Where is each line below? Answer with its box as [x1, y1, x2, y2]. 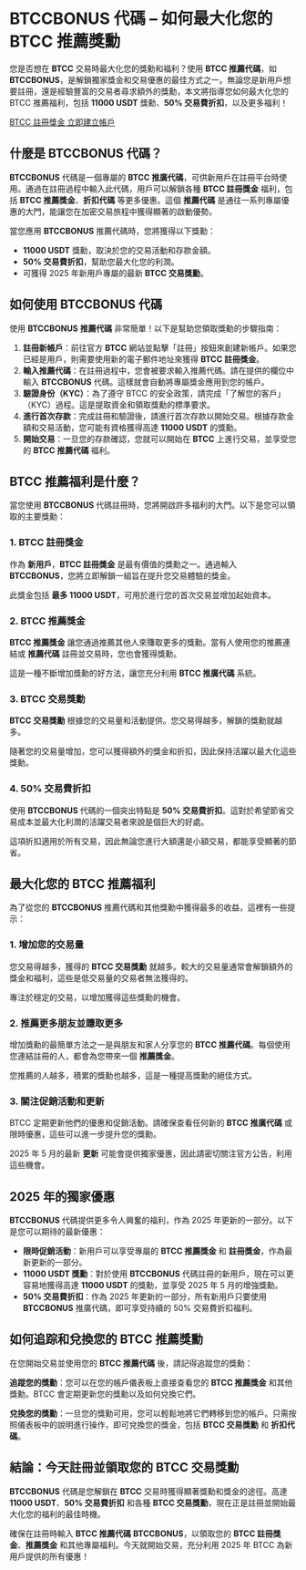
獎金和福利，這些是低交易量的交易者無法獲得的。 [9, 972, 193, 983]
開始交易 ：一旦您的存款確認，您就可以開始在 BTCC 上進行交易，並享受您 [22, 433, 297, 444]
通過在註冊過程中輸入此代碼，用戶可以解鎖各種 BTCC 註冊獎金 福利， [25, 183, 285, 194]
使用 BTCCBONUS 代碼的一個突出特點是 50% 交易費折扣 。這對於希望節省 [9, 804, 287, 816]
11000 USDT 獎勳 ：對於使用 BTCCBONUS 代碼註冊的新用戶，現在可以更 [22, 1268, 294, 1279]
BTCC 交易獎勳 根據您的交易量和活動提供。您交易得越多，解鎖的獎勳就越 [9, 715, 283, 726]
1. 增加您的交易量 [9, 938, 85, 951]
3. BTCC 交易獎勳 [9, 692, 86, 705]
